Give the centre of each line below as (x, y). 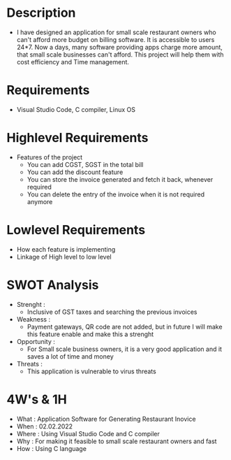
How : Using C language (51, 448)
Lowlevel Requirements (76, 230)
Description (41, 13)
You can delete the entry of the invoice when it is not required (116, 194)
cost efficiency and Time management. (73, 62)
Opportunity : (36, 341)
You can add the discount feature (75, 172)
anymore (40, 201)
